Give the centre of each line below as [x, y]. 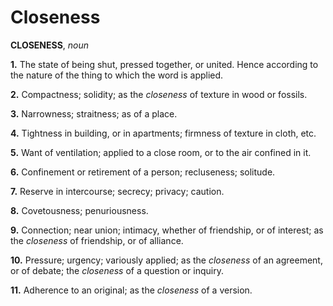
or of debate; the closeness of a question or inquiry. [117, 270]
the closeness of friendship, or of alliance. [97, 240]
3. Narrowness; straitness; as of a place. [94, 113]
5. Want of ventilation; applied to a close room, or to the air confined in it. [161, 152]
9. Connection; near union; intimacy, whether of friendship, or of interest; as [167, 230]
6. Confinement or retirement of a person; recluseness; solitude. [143, 172]
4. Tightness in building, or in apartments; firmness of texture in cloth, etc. [163, 133]
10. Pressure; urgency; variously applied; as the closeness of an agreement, [166, 260]
